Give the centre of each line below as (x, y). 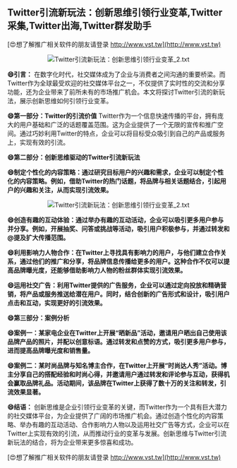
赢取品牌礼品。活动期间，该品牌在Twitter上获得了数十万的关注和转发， (117, 383)
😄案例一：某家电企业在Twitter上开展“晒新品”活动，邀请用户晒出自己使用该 (117, 332)
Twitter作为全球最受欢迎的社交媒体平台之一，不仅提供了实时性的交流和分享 (116, 83)
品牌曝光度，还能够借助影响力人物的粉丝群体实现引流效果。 (100, 270)
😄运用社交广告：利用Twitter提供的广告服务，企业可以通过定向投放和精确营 (117, 285)
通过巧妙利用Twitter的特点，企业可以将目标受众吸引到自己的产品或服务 (122, 133)
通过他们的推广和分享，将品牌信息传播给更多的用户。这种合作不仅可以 (121, 261)
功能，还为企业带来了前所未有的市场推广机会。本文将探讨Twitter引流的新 (113, 92)
